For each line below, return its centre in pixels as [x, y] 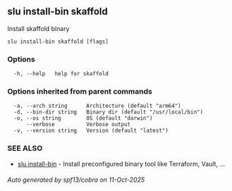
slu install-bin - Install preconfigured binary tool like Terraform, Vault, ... [121, 164]
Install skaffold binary [38, 28]
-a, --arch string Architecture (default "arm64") [97, 106]
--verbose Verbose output [78, 125]
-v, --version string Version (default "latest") [91, 131]
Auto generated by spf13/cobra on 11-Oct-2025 [76, 180]
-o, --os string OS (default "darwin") [83, 118]
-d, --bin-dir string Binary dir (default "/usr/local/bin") [108, 112]
